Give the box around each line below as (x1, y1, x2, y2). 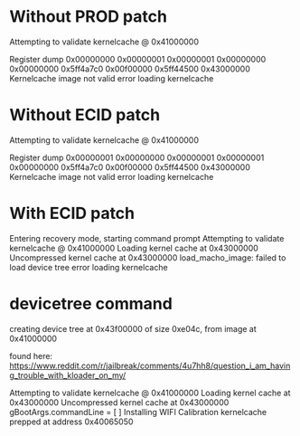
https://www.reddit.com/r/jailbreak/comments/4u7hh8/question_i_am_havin (9, 360, 291, 371)
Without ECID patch (9, 105, 161, 126)
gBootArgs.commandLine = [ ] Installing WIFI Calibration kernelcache (9, 406, 267, 417)
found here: (9, 350, 52, 361)
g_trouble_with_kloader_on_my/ (9, 369, 127, 381)
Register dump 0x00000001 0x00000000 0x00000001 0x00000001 (9, 152, 265, 163)
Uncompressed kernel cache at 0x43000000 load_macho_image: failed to (9, 251, 286, 263)
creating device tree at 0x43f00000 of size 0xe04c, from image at (9, 323, 258, 334)
